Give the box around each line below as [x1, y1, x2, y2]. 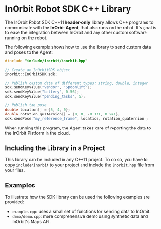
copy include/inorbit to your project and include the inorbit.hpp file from [5, 162, 154, 168]
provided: [5, 199, 24, 205]
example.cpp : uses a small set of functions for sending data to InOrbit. [12, 209, 151, 215]
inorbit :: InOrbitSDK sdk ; [5, 72, 57, 77]
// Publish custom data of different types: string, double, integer [5, 81, 149, 86]
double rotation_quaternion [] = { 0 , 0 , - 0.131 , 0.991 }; [5, 112, 120, 116]
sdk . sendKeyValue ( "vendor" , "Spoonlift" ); [5, 85, 92, 90]
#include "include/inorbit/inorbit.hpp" [5, 58, 88, 63]
